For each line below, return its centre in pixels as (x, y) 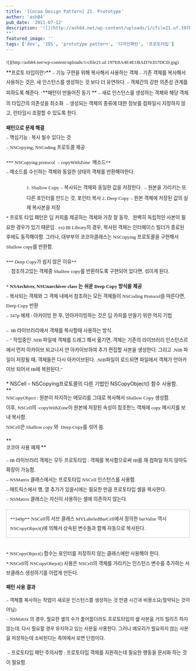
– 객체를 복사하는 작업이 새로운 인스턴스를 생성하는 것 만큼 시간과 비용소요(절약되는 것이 (98, 600)
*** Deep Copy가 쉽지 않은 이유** (41, 262)
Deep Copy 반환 (22, 306)
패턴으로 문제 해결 (25, 128)
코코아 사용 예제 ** (26, 447)
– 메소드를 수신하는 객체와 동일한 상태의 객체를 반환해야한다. (71, 172)
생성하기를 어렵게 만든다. (52, 573)
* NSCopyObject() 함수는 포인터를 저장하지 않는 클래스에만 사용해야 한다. (83, 554)
